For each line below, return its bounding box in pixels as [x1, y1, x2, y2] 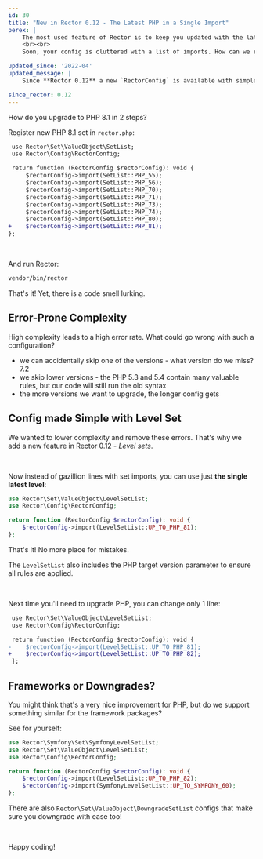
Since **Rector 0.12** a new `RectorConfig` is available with [22, 76, 233, 85]
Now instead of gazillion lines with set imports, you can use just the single [8, 471, 248, 481]
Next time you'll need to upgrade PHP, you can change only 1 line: [8, 599, 221, 608]
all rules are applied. [8, 568, 74, 577]
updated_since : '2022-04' [8, 62, 92, 71]
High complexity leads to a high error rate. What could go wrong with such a [8, 332, 254, 341]
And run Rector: [8, 260, 59, 268]
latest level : [8, 479, 47, 489]
